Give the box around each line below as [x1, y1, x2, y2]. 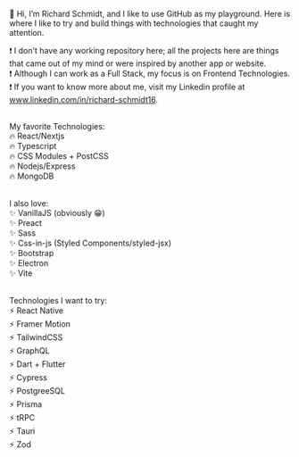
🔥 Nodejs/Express [9, 161, 76, 171]
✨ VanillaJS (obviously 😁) [9, 208, 105, 218]
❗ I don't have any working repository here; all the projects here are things [9, 46, 279, 55]
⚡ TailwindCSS [9, 332, 63, 343]
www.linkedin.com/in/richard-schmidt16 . [9, 95, 159, 104]
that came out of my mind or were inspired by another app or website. [9, 58, 267, 69]
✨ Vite [9, 268, 33, 278]
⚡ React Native [9, 305, 64, 316]
